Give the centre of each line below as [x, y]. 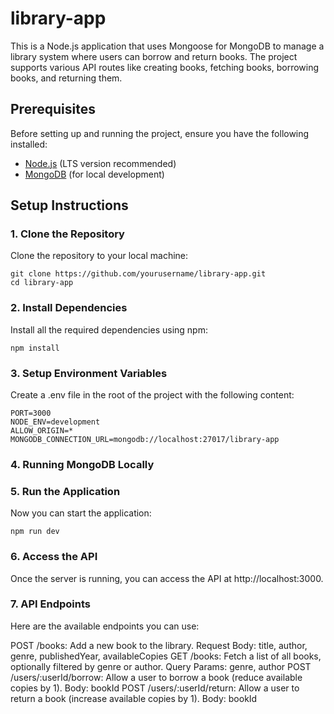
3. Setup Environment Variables [89, 373]
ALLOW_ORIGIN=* [42, 431]
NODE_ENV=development [55, 422]
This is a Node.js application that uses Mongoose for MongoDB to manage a [167, 46]
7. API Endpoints [51, 604]
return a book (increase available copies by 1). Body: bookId [134, 698]
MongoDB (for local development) [94, 174]
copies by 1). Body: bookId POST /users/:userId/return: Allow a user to [155, 688]
